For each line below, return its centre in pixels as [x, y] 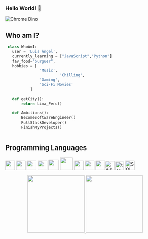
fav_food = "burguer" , [34, 61]
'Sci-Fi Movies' [56, 85]
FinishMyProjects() [42, 127]
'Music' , [48, 71]
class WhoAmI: [22, 47]
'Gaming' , [49, 80]
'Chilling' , [72, 75]
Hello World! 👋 [23, 8]
